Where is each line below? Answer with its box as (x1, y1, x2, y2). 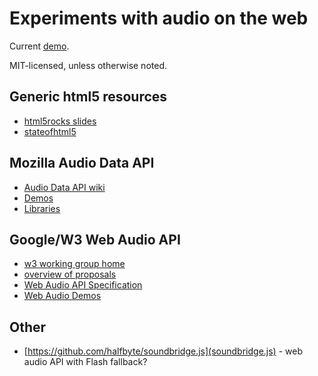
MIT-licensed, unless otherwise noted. (9, 59, 167, 71)
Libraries (23, 202, 61, 214)
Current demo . (9, 40, 70, 52)
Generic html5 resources (9, 88, 168, 106)
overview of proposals (23, 268, 117, 281)
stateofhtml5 (23, 125, 77, 137)
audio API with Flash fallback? (23, 356, 148, 368)
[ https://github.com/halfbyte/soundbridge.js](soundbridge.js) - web (23, 345, 303, 357)
